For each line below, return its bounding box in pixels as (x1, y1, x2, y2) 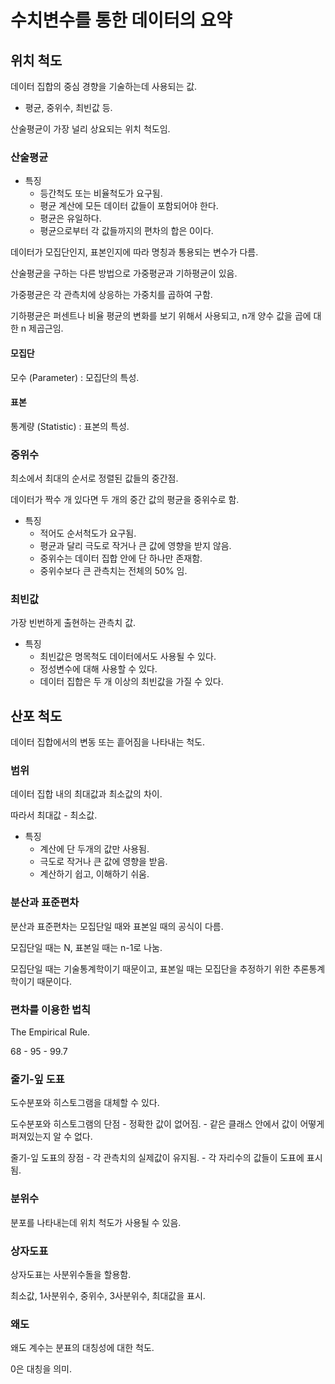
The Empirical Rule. (10, 1026, 91, 1038)
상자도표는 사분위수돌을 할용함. (10, 1268, 132, 1280)
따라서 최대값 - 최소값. (10, 809, 98, 821)
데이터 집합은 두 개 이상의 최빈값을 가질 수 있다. (39, 676, 224, 688)
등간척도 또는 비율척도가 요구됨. (39, 187, 163, 200)
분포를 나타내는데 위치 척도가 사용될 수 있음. (10, 1216, 182, 1228)
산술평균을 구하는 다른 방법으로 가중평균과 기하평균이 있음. (10, 267, 238, 280)
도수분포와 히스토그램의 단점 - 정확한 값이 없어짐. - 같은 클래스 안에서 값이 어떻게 (10, 1118, 325, 1130)
